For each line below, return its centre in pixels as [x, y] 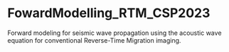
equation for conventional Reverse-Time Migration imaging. [94, 40]
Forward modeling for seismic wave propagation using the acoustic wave [114, 33]
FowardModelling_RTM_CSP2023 [109, 13]
